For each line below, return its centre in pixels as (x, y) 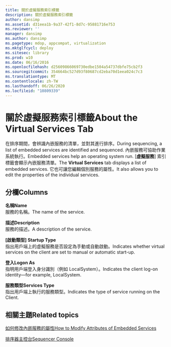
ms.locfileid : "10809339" (33, 91)
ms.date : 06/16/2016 (27, 62)
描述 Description (22, 223)
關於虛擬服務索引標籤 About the (71, 118)
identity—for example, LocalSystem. (43, 275)
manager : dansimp (24, 34)
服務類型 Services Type (30, 285)
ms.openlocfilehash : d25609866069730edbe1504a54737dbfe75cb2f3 (74, 67)
